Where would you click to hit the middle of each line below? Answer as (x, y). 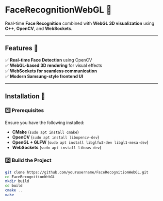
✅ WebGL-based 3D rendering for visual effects (54, 65)
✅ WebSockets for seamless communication (51, 71)
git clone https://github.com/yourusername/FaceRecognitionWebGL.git (77, 172)
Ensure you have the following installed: (45, 123)
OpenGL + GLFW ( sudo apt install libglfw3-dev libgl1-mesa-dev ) (80, 142)
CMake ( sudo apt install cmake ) (45, 132)
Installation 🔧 (25, 96)
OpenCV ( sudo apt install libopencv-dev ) (56, 137)
